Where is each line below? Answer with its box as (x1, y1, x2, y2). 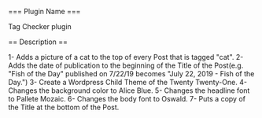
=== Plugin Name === (8, 7, 81, 16)
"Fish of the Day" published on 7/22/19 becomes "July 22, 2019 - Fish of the (8, 69, 255, 78)
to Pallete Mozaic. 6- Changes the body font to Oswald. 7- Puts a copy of (8, 94, 246, 103)
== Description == (8, 37, 68, 46)
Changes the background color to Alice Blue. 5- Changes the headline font (8, 86, 250, 95)
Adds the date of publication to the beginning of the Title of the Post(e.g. (8, 61, 244, 70)
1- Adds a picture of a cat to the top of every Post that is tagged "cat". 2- (8, 53, 244, 61)
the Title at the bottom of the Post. (8, 102, 120, 112)
